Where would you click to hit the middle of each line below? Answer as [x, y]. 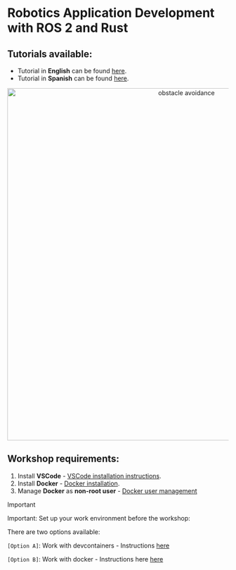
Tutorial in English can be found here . [72, 71]
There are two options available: [54, 532]
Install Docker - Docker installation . [68, 483]
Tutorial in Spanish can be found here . [73, 78]
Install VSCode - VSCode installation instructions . [89, 476]
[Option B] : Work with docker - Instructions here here [85, 559]
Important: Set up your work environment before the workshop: [99, 518]
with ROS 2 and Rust [68, 28]
